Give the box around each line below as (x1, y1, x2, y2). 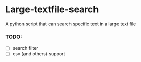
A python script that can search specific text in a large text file (5, 20, 136, 27)
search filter (12, 45, 38, 51)
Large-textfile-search (5, 4, 99, 15)
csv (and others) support (12, 51, 65, 57)
